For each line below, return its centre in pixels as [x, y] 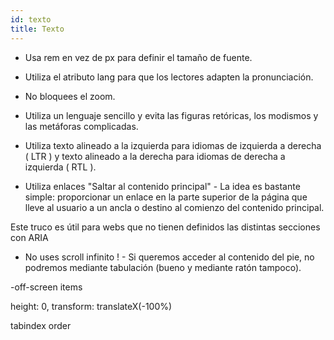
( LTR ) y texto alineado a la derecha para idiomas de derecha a [155, 156]
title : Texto [37, 29]
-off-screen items [46, 287]
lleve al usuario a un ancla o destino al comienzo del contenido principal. [174, 207]
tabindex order [41, 325]
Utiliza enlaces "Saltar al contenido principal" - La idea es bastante [162, 186]
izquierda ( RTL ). [60, 167]
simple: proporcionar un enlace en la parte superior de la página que [166, 197]
